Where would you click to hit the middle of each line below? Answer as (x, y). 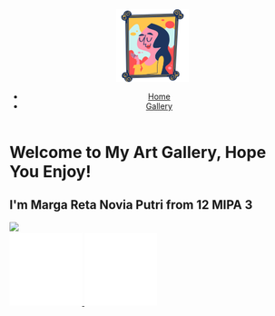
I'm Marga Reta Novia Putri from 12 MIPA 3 (131, 205)
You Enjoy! (50, 172)
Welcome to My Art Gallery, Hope (138, 153)
